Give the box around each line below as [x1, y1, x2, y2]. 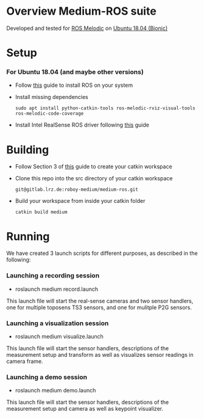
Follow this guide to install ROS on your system [15, 81, 133, 89]
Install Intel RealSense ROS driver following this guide [15, 121, 149, 129]
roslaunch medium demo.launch [15, 387, 96, 394]
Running [6, 229, 50, 243]
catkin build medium [15, 209, 68, 215]
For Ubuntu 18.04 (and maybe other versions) [6, 68, 144, 76]
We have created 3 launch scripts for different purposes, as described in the [6, 249, 198, 257]
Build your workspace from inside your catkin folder [15, 197, 146, 205]
